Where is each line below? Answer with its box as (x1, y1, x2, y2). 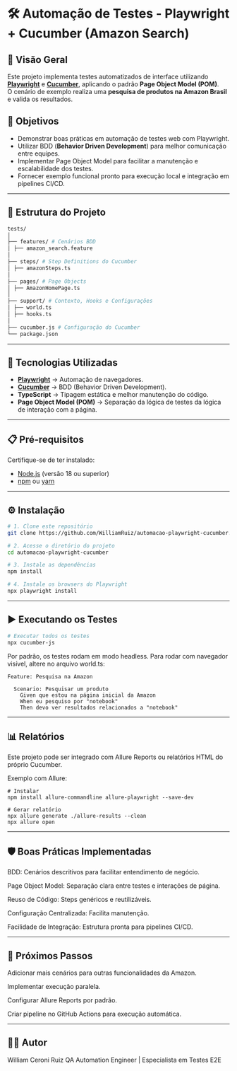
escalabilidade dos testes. (17, 164, 94, 173)
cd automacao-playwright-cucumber (7, 549, 109, 556)
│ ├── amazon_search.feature (7, 245, 93, 252)
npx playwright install (7, 588, 78, 595)
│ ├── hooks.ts (7, 311, 52, 318)
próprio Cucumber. (7, 760, 62, 769)
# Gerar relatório (7, 806, 61, 814)
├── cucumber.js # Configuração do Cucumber (7, 323, 140, 331)
